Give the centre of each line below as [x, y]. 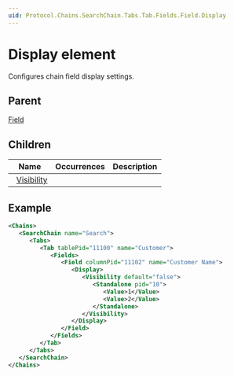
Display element [62, 54]
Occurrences [80, 167]
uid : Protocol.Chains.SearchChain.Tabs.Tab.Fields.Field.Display [117, 15]
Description [135, 167]
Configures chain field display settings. [71, 76]
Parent [25, 100]
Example [30, 208]
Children [29, 144]
